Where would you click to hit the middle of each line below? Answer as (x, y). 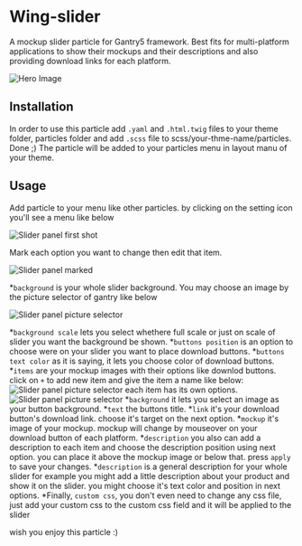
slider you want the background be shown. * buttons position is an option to (151, 342)
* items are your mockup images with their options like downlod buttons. (143, 370)
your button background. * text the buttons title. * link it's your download (144, 409)
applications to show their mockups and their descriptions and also (134, 51)
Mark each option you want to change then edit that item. (116, 252)
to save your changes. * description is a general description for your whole (148, 466)
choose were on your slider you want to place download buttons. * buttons (147, 351)
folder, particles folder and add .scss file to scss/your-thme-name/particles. (151, 138)
